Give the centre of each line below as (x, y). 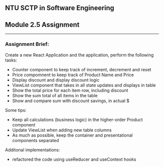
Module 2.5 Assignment (42, 25)
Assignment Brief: (27, 44)
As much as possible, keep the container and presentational (72, 135)
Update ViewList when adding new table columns (62, 130)
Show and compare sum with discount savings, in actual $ (71, 101)
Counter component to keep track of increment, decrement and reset (82, 69)
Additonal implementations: (32, 150)
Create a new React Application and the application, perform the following (79, 55)
